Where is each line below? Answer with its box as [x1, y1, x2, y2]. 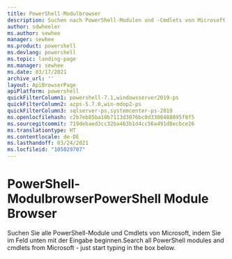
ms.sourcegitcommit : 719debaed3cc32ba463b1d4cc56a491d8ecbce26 [7, 120, 195, 127]
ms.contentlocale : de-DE [7, 133, 79, 140]
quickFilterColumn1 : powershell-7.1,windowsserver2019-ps [7, 95, 179, 102]
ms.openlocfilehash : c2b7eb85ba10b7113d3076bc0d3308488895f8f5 [7, 113, 195, 120]
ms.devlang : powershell [7, 49, 77, 56]
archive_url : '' [7, 74, 54, 82]
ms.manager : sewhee [7, 62, 64, 69]
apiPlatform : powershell [7, 88, 79, 95]
